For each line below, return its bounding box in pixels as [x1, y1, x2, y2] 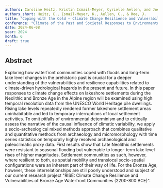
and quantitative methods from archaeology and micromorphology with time [5, 131, 158, 137]
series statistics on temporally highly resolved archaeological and [5, 136, 136, 142]
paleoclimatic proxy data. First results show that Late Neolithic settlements [5, 141, 154, 147]
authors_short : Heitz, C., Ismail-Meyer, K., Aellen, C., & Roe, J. [5, 12, 147, 16]
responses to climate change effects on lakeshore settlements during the [5, 90, 151, 96]
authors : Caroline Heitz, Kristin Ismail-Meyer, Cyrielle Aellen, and [5, 7, 151, 12]
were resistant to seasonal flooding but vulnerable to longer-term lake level [5, 146, 155, 153]
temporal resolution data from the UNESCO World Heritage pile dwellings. [5, 100, 152, 106]
